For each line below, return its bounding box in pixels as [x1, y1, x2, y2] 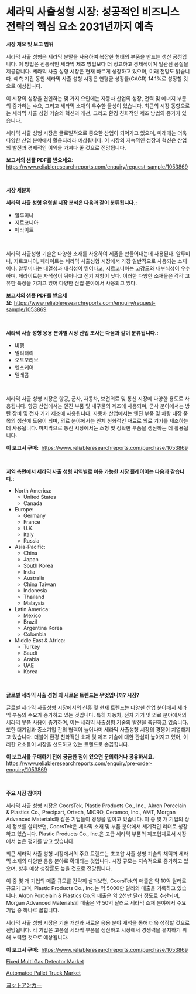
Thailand [23, 593, 45, 600]
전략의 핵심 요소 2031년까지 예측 [6, 20, 154, 33]
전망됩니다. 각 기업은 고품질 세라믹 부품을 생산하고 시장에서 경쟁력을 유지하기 [6, 926, 181, 934]
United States [23, 493, 57, 500]
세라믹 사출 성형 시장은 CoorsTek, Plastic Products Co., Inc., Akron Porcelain [6, 802, 187, 809]
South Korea [23, 562, 54, 569]
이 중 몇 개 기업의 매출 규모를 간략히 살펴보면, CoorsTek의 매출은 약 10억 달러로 [6, 877, 187, 884]
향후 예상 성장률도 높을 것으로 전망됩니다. [18, 864, 112, 872]
